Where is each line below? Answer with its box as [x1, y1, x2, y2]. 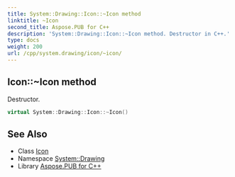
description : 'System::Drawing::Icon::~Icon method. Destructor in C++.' [7, 30, 231, 38]
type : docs [7, 37, 40, 44]
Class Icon [17, 147, 49, 156]
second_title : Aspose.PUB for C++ [7, 23, 110, 30]
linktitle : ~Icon [7, 17, 59, 24]
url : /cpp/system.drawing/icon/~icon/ [7, 50, 122, 57]
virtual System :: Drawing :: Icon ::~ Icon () [7, 108, 129, 115]
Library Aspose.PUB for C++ [17, 162, 102, 171]
